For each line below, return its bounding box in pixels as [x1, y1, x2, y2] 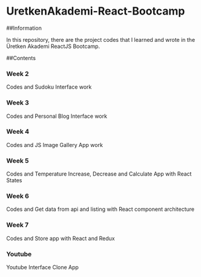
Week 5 [6, 156, 29, 165]
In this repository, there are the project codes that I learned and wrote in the [6, 36, 196, 43]
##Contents [6, 54, 36, 61]
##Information [6, 24, 42, 32]
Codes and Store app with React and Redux [6, 234, 115, 242]
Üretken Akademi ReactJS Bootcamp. [6, 43, 100, 50]
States [6, 177, 22, 184]
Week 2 [6, 69, 29, 78]
